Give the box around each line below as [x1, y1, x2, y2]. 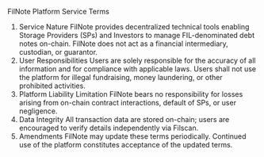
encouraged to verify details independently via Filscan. [18, 123, 199, 132]
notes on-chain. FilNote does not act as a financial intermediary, [18, 39, 229, 48]
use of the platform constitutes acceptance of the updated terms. [18, 140, 233, 149]
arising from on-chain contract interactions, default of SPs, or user [18, 98, 237, 107]
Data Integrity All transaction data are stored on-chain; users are [18, 115, 230, 124]
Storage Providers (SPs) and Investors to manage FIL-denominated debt [18, 31, 255, 40]
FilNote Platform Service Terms [7, 7, 110, 16]
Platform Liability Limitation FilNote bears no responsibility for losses [18, 90, 243, 98]
